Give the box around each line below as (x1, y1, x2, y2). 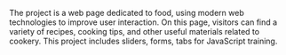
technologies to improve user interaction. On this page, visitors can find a (9, 17, 278, 27)
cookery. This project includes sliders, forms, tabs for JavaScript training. (9, 35, 278, 46)
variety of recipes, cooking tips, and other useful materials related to (9, 27, 260, 36)
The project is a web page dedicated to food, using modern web (9, 8, 244, 18)
